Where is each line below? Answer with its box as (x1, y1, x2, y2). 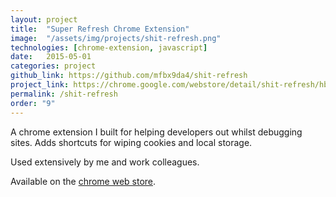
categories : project (10, 61, 97, 71)
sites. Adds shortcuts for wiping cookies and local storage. (10, 136, 253, 148)
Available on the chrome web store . (10, 175, 157, 187)
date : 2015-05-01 (10, 52, 92, 62)
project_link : (10, 80, 70, 90)
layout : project (10, 14, 78, 25)
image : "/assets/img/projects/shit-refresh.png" (10, 33, 222, 43)
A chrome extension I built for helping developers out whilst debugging (10, 126, 303, 138)
